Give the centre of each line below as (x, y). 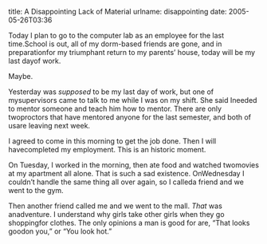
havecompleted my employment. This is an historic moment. (107, 150)
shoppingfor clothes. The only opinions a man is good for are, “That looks (129, 223)
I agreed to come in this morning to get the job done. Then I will (112, 141)
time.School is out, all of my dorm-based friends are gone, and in (115, 44)
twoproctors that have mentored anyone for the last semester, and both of (130, 117)
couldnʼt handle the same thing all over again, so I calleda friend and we (126, 182)
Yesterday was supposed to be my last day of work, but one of (111, 92)
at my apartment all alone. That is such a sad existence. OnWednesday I (126, 173)
